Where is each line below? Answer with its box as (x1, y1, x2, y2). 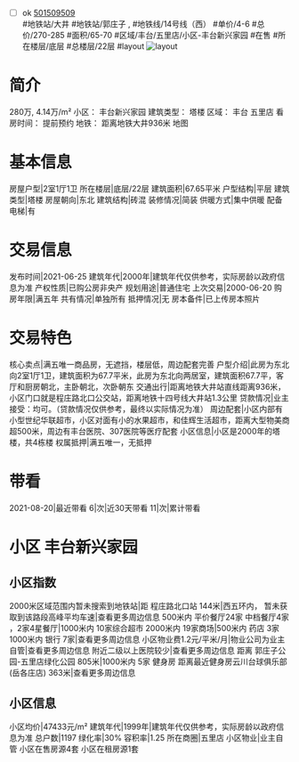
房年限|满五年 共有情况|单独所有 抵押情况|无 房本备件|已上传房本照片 (9, 293, 261, 304)
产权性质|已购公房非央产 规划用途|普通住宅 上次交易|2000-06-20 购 (34, 282, 283, 293)
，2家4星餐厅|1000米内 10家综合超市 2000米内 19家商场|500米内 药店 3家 (9, 622, 280, 633)
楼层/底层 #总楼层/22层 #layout (29, 41, 145, 52)
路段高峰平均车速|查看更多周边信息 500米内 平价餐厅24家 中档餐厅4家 (32, 612, 289, 622)
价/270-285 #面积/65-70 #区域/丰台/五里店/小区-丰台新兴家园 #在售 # (21, 30, 279, 41)
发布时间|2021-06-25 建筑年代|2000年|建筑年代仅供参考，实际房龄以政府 (9, 271, 278, 281)
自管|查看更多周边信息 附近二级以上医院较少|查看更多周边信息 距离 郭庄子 (9, 644, 279, 655)
